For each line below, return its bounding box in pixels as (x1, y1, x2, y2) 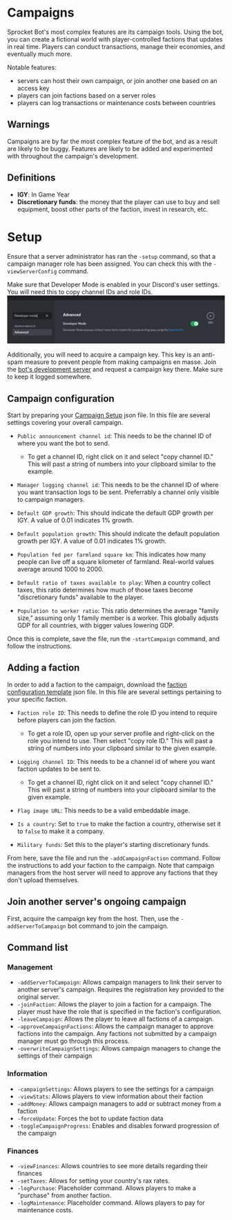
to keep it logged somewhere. (7, 372, 92, 381)
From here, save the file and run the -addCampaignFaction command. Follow (7, 853, 221, 862)
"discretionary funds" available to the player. (17, 593, 144, 601)
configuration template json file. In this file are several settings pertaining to (7, 687, 222, 696)
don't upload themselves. (7, 875, 79, 884)
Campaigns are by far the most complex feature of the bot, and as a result (7, 137, 217, 145)
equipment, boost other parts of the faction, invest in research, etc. (17, 205, 209, 213)
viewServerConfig (7, 268, 57, 275)
